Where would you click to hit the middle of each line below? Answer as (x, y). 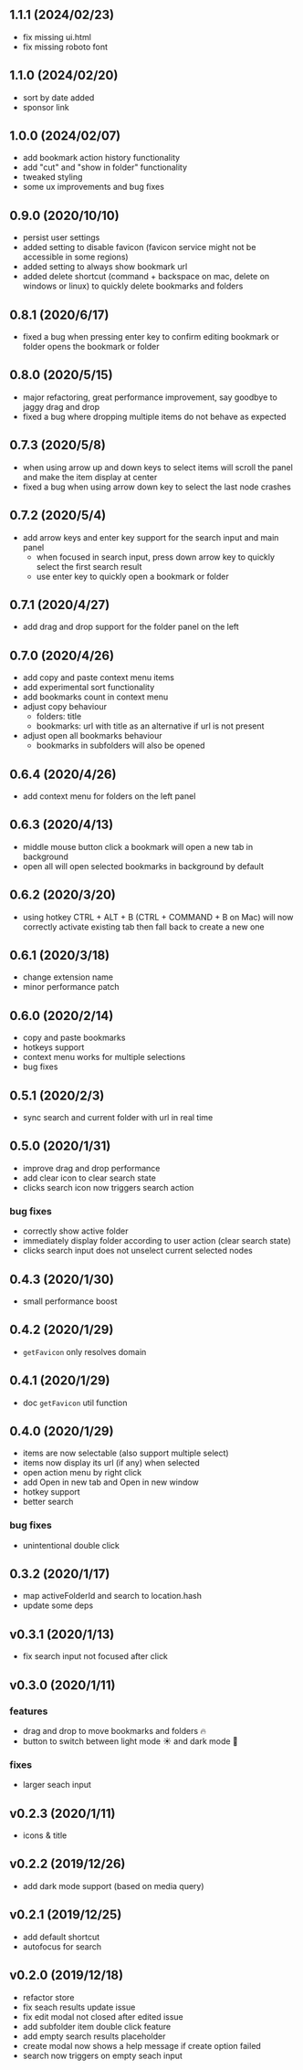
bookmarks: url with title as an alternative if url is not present (150, 726)
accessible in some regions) (76, 257)
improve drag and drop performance (91, 1168)
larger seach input (57, 1785)
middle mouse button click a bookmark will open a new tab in (138, 846)
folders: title (59, 717)
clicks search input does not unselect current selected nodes (137, 1251)
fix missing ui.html (57, 37)
